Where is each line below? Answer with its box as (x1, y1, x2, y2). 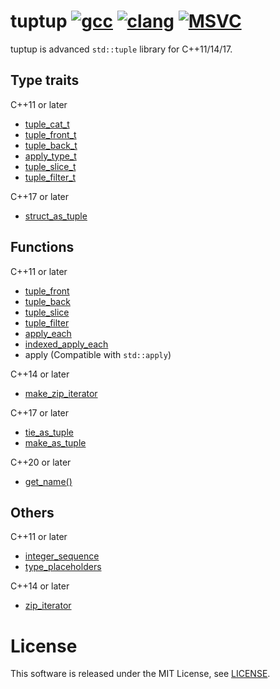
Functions (10, 239, 75, 256)
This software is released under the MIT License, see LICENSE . (10, 668, 271, 680)
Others (10, 504, 55, 521)
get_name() (24, 475, 73, 487)
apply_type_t (24, 150, 77, 162)
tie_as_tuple (24, 426, 74, 438)
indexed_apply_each (24, 338, 109, 350)
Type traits (10, 72, 80, 89)
